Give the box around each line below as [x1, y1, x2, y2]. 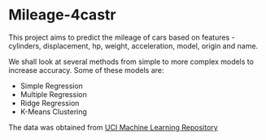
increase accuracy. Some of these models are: [8, 65, 164, 74]
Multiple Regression [20, 89, 87, 99]
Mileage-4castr [8, 6, 116, 24]
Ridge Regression [20, 98, 80, 108]
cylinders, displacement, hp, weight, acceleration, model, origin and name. [8, 40, 259, 50]
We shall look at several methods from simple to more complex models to [8, 57, 255, 66]
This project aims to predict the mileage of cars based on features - [8, 32, 235, 42]
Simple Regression [20, 81, 84, 91]
